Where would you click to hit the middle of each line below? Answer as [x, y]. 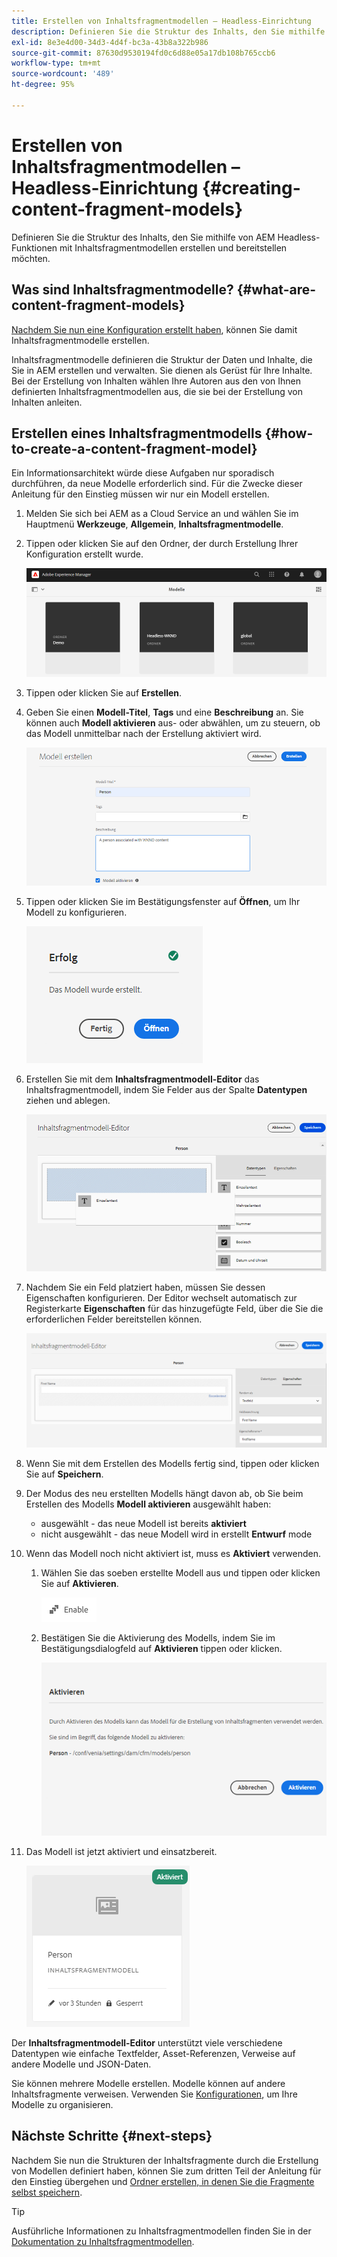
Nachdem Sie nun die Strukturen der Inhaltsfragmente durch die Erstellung [165, 2160]
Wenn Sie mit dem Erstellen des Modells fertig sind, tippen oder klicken [172, 1463]
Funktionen [34, 247]
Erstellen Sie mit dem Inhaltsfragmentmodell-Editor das [142, 1079]
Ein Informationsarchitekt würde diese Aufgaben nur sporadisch [143, 473]
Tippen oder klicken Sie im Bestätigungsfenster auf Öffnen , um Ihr [163, 901]
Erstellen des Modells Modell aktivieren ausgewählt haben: [148, 1504]
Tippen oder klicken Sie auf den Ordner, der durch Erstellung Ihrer [162, 544]
